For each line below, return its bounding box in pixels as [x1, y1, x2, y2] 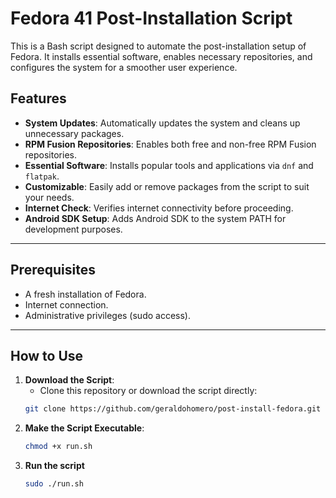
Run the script [24, 460, 85, 472]
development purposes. [24, 223, 123, 235]
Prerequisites [10, 262, 96, 279]
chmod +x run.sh [24, 442, 93, 452]
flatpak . [24, 170, 60, 182]
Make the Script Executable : [24, 422, 145, 434]
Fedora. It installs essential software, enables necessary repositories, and [10, 50, 313, 62]
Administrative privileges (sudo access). [24, 309, 191, 321]
